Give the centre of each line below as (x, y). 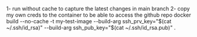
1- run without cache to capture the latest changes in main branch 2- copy (98, 9)
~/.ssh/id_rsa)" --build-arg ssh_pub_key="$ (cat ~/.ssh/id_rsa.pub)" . (91, 27)
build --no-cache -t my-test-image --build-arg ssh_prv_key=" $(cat (89, 21)
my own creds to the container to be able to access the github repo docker (99, 15)
